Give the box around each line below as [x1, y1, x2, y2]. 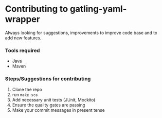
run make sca [12, 91, 38, 98]
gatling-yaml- [70, 3, 127, 15]
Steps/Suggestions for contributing [5, 75, 91, 82]
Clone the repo [12, 86, 42, 92]
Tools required [5, 47, 40, 54]
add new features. [5, 35, 41, 41]
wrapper [5, 14, 40, 25]
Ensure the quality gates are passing [12, 102, 86, 108]
